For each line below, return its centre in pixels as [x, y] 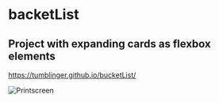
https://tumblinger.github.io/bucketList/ [72, 75]
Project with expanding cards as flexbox [110, 44]
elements [32, 56]
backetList [44, 15]
